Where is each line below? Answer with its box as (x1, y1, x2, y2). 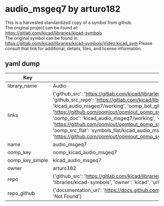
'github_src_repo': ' (53, 96, 97, 103)
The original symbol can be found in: (5, 35, 79, 41)
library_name (7, 82, 38, 89)
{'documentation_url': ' (53, 186, 105, 193)
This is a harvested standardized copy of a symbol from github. (5, 20, 133, 25)
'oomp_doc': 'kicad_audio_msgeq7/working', (53, 115, 156, 122)
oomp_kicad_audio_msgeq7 (53, 149, 117, 156)
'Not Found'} (53, 193, 82, 200)
